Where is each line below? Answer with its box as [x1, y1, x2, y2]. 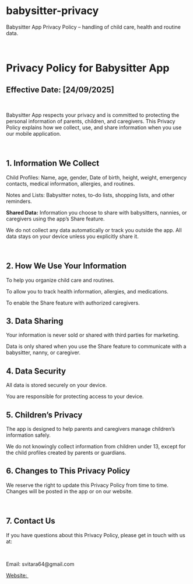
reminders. [6, 198, 32, 205]
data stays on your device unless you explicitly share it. [6, 233, 139, 240]
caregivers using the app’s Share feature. [6, 215, 105, 222]
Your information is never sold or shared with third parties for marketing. [6, 331, 180, 338]
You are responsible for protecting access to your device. [6, 393, 144, 400]
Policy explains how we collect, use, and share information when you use [6, 124, 182, 131]
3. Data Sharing [6, 316, 64, 326]
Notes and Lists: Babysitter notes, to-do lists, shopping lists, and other [6, 191, 175, 198]
